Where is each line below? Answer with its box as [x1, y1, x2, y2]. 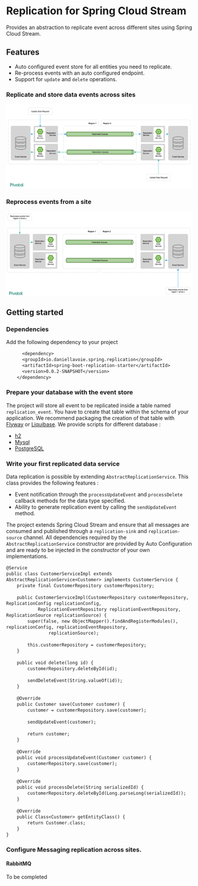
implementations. [6, 553, 48, 560]
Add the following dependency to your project [6, 339, 118, 346]
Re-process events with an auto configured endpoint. [14, 69, 145, 77]
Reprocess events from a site [6, 197, 92, 206]
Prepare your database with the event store [6, 388, 133, 397]
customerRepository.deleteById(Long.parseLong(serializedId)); [27, 790, 186, 796]
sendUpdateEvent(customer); [27, 719, 96, 725]
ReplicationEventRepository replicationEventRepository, [37, 606, 181, 612]
